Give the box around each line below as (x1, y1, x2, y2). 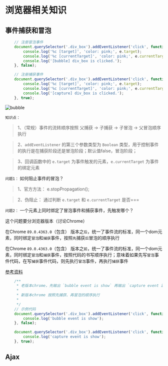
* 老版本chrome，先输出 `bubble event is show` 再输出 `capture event (16, 283, 159, 288)
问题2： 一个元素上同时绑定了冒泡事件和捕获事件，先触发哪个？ (5, 207, 134, 213)
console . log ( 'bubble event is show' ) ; (23, 316, 104, 321)
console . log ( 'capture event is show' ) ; (23, 334, 106, 339)
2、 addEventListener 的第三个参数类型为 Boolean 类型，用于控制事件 (17, 141, 159, 147)
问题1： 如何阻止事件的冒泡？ (5, 175, 64, 181)
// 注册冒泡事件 (14, 40, 43, 45)
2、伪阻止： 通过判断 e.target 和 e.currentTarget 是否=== (17, 197, 139, 203)
